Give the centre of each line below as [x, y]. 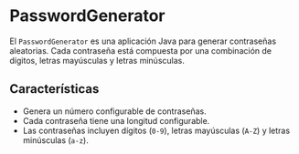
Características [54, 89]
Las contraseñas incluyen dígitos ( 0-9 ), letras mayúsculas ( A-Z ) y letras [156, 130]
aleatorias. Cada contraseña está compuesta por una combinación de [141, 50]
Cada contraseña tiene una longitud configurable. [116, 120]
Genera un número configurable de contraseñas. [115, 111]
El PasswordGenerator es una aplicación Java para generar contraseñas [143, 41]
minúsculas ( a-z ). [55, 140]
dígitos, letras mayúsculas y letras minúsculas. [97, 60]
